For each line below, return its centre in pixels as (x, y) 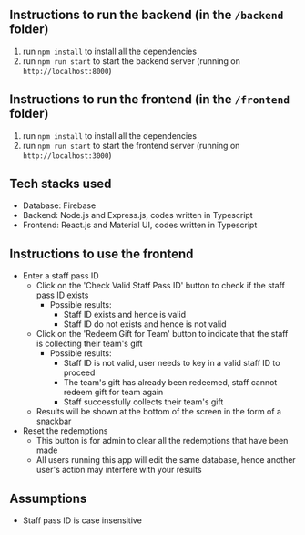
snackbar (54, 421)
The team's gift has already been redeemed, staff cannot (170, 383)
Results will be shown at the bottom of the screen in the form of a (159, 412)
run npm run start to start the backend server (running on (132, 61)
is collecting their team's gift (89, 344)
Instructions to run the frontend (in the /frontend (150, 100)
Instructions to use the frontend (102, 253)
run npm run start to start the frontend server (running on (131, 145)
